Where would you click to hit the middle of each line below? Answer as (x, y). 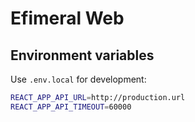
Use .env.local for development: (78, 79)
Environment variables (82, 55)
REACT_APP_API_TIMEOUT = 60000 (71, 107)
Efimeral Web (67, 18)
